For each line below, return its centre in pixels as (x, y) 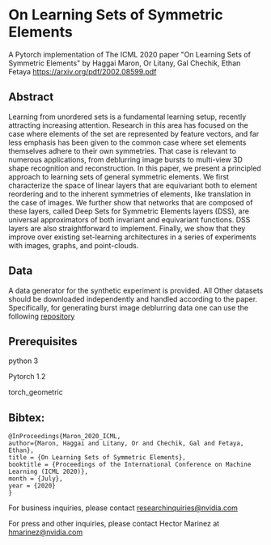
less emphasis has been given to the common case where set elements (127, 142)
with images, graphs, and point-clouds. (74, 245)
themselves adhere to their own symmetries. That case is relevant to (123, 150)
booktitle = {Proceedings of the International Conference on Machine (130, 465)
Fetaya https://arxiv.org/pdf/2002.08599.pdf (83, 71)
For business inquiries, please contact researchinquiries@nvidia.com (123, 508)
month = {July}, (36, 479)
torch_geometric (36, 392)
